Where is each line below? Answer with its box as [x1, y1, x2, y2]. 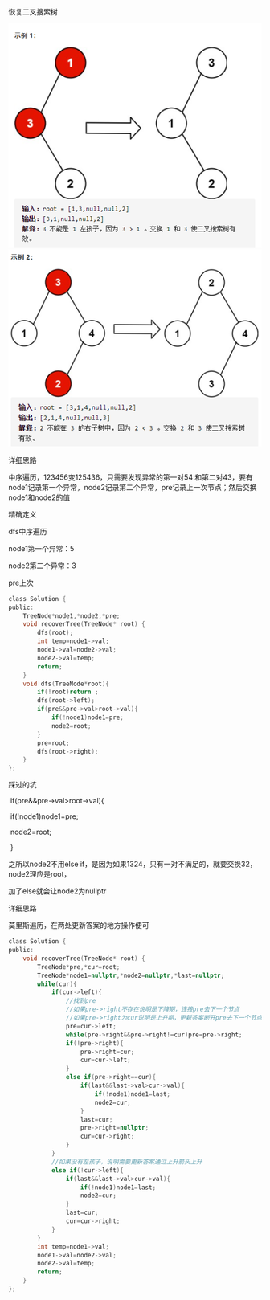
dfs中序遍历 [8, 526, 47, 536]
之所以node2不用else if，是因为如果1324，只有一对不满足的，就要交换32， [8, 859, 257, 869]
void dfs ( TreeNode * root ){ [22, 680, 110, 688]
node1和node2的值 [8, 493, 71, 502]
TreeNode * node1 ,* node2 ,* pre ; [22, 611, 121, 620]
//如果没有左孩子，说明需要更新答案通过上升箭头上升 [51, 1158, 202, 1166]
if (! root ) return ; [37, 688, 99, 697]
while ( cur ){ [37, 979, 78, 988]
